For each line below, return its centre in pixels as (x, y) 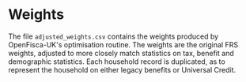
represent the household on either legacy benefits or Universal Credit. (122, 69)
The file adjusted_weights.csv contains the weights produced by (114, 36)
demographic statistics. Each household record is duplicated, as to (117, 61)
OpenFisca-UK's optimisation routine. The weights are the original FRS (123, 44)
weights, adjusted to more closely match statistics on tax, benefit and (121, 53)
